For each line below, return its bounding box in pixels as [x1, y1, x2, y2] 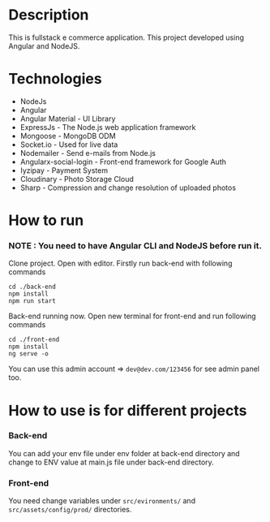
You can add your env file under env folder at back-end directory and [8, 448, 241, 458]
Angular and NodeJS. [8, 41, 80, 50]
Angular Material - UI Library [19, 114, 116, 123]
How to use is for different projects [8, 401, 247, 420]
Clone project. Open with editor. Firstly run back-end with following [8, 258, 233, 269]
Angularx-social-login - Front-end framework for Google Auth [19, 157, 227, 166]
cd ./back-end [8, 283, 57, 291]
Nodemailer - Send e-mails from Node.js [19, 148, 156, 157]
